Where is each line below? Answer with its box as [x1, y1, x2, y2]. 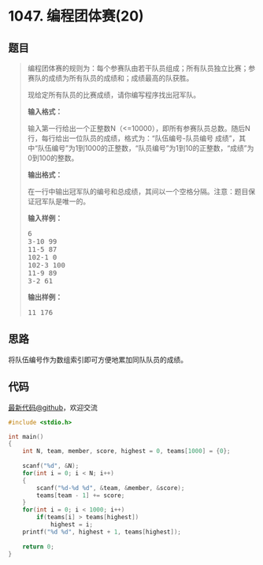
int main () [8, 432, 44, 440]
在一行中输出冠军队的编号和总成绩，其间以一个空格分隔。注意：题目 [27, 187, 249, 196]
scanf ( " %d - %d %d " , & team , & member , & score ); [36, 484, 185, 492]
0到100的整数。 [27, 153, 79, 163]
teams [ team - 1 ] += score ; [36, 491, 125, 500]
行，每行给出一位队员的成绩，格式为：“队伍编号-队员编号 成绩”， [27, 133, 239, 143]
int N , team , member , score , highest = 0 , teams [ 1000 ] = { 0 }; [22, 447, 231, 455]
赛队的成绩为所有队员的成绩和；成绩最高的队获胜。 [27, 73, 194, 83]
